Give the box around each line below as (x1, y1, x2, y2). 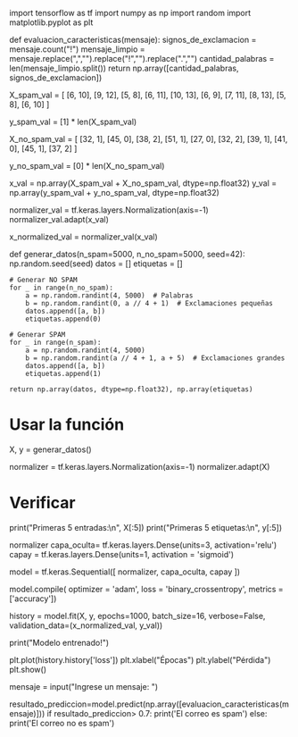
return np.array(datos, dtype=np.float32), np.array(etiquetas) (9, 385, 253, 394)
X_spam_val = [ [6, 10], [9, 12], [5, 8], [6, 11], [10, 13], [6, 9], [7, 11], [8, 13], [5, (9, 89, 287, 100)
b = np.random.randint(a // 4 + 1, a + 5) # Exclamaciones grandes (25, 354, 286, 363)
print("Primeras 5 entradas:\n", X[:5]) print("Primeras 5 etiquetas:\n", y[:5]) (9, 522, 283, 532)
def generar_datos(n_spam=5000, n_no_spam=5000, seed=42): (9, 249, 245, 259)
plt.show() (9, 664, 47, 674)
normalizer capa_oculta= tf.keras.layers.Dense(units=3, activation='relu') (9, 540, 277, 550)
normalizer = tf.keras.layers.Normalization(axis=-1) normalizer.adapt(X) (9, 461, 270, 472)
